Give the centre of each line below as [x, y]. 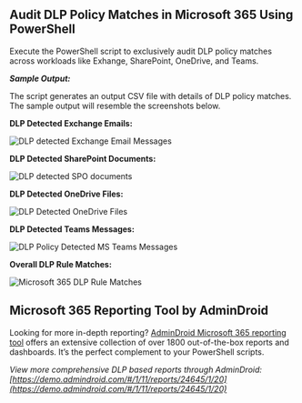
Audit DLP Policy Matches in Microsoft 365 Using [151, 15]
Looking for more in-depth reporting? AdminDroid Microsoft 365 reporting [148, 332]
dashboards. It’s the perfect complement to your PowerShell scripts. [137, 352]
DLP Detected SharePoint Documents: [83, 158]
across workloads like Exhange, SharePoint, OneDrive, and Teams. [134, 60]
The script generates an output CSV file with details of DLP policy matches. [151, 96]
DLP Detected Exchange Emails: [71, 123]
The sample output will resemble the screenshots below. [115, 106]
